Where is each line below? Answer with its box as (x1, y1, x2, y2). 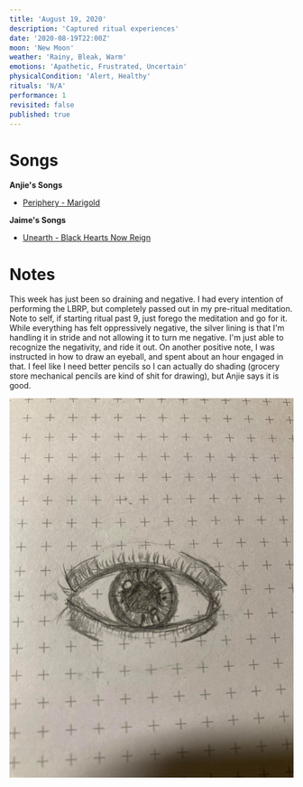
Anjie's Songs (9, 180, 63, 191)
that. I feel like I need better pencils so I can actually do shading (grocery (9, 361, 280, 372)
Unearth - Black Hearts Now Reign (22, 232, 151, 243)
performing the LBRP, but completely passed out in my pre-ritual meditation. (9, 304, 293, 314)
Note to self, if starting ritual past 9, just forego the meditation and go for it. (9, 313, 289, 324)
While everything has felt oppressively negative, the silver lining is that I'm (9, 323, 285, 333)
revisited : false (9, 100, 75, 109)
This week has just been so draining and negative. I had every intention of (9, 294, 284, 304)
